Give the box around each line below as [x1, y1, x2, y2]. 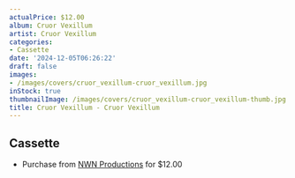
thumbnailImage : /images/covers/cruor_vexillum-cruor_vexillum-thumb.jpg [9, 94, 287, 104]
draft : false [9, 63, 57, 71]
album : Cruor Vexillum [9, 21, 93, 30]
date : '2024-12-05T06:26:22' [9, 54, 117, 63]
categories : [9, 37, 53, 47]
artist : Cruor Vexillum [9, 29, 97, 38]
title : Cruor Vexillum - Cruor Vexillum [9, 103, 161, 112]
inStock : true [9, 86, 62, 95]
